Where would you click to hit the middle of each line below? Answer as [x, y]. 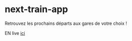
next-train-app [37, 9]
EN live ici [15, 33]
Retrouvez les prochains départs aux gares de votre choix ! [66, 23]
